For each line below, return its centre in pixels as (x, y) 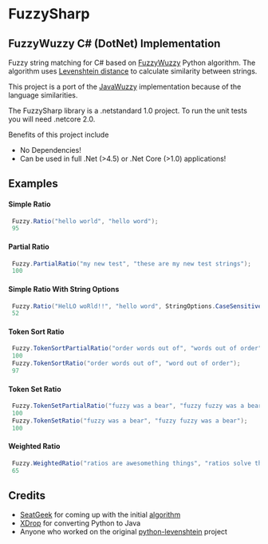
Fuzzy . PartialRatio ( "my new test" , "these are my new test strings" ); (131, 264)
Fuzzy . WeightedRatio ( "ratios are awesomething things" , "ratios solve (131, 463)
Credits (27, 496)
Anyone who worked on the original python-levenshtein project (123, 532)
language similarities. (43, 95)
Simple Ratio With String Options (64, 289)
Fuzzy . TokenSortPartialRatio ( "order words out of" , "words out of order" (137, 349)
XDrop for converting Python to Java (80, 523)
